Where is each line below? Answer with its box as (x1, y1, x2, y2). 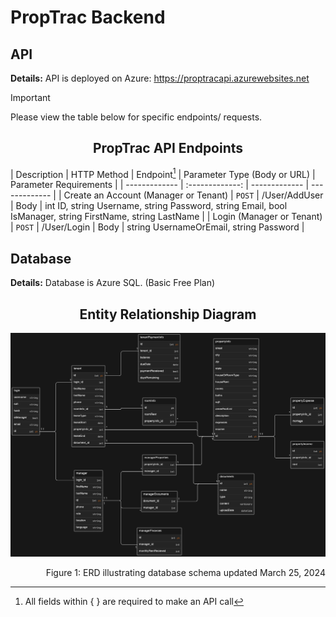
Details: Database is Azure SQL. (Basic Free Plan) (10, 277, 216, 289)
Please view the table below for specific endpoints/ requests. (10, 111, 263, 123)
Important (10, 92, 51, 103)
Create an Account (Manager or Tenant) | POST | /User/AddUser (63, 189, 324, 201)
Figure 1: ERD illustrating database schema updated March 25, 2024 (45, 566, 326, 578)
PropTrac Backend (10, 6, 166, 29)
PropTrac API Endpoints (92, 140, 244, 157)
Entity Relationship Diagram (79, 306, 257, 323)
